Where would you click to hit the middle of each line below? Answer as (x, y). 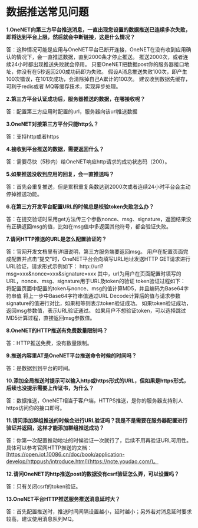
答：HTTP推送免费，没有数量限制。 (49, 343)
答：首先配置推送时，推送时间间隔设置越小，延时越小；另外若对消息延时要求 (99, 511)
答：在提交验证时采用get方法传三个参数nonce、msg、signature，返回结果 (96, 219)
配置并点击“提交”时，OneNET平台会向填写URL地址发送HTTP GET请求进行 (101, 259)
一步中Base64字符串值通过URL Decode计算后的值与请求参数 (107, 296)
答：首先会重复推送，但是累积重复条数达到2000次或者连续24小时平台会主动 (98, 186)
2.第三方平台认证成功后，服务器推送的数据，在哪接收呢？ (76, 99)
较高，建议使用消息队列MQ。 (42, 519)
